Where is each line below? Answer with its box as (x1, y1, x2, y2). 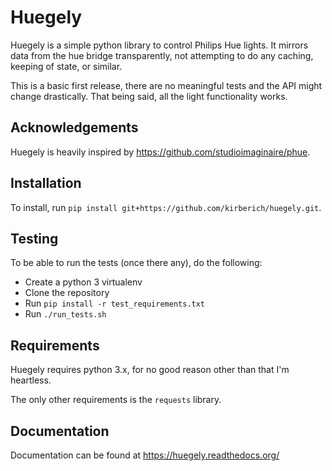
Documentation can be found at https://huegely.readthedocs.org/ (10, 449, 280, 461)
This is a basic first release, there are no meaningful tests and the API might (10, 79, 323, 91)
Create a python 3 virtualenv (24, 276, 143, 288)
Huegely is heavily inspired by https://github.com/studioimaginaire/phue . (10, 146, 311, 158)
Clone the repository (24, 287, 110, 299)
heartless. (10, 374, 52, 386)
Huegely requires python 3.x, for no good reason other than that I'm (10, 364, 290, 376)
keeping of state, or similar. (10, 60, 123, 72)
